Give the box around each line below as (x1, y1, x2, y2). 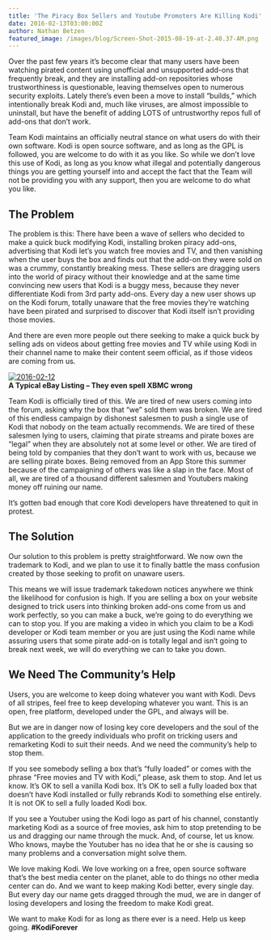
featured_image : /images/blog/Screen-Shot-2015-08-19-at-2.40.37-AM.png (8, 34, 259, 43)
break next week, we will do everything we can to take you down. (8, 644, 227, 654)
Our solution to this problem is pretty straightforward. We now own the (8, 551, 243, 561)
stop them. (8, 747, 44, 757)
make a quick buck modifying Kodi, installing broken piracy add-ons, (8, 238, 237, 248)
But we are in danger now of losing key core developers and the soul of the (8, 722, 259, 732)
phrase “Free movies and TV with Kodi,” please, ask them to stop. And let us (8, 772, 262, 781)
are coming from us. (8, 357, 76, 366)
